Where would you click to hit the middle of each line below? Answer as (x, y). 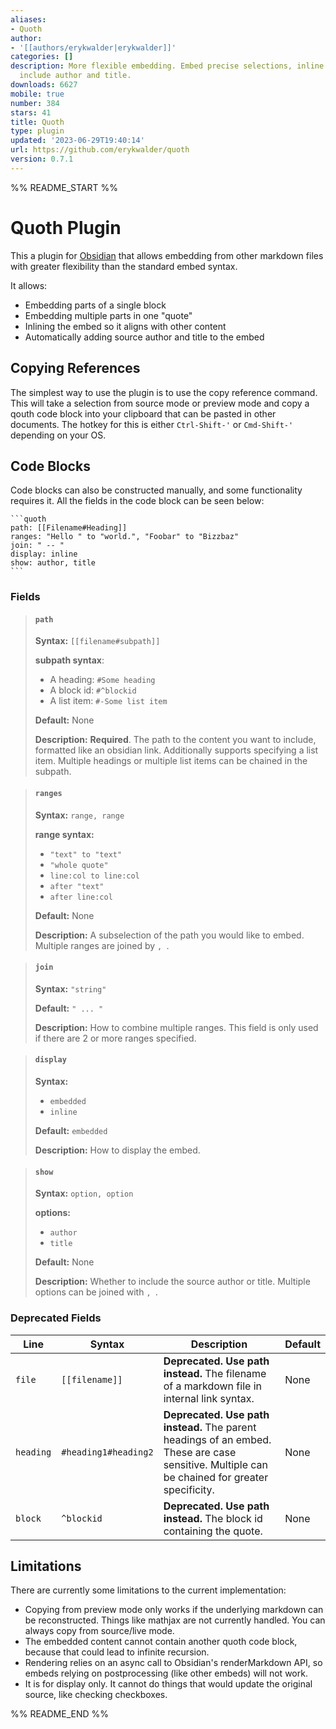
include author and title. (75, 76)
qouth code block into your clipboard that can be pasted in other (143, 413)
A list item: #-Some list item (108, 701)
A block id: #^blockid (93, 690)
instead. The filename (215, 1373)
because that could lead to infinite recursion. (117, 1652)
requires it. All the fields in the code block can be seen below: (137, 501)
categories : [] (42, 57)
